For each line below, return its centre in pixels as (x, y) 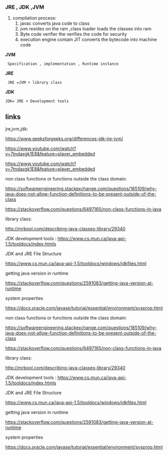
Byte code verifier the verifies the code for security (74, 34)
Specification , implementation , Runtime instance (63, 64)
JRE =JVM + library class (35, 83)
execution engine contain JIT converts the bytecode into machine (89, 39)
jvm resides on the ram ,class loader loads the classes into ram (86, 29)
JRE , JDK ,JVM (25, 7)
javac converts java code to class (55, 23)
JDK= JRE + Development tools (37, 101)
